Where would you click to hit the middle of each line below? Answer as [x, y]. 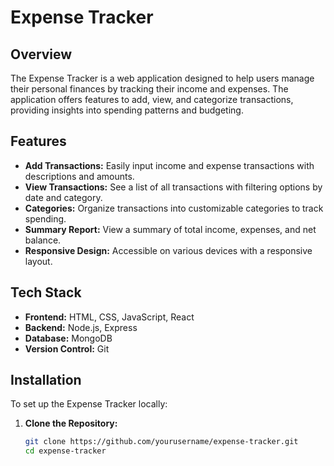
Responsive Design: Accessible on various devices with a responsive [168, 250]
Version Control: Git [67, 348]
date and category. [63, 197]
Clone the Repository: [71, 423]
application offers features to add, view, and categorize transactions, [152, 99]
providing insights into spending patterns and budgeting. [127, 110]
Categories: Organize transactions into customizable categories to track [174, 208]
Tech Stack [46, 292]
